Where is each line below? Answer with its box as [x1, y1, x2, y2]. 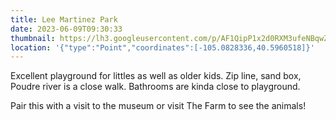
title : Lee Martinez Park [10, 14, 118, 25]
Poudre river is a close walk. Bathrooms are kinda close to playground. [10, 81, 301, 93]
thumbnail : [10, 33, 56, 43]
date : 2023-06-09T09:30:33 [10, 24, 123, 34]
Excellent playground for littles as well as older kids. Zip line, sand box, [10, 70, 302, 82]
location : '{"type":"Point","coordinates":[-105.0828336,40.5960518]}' [10, 42, 315, 53]
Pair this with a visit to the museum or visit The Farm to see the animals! [10, 100, 307, 112]
